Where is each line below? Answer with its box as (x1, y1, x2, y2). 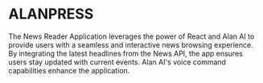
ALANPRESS (8, 5, 94, 23)
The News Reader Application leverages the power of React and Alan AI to (8, 31, 255, 41)
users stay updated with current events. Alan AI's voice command (8, 57, 227, 67)
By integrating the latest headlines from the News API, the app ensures (8, 48, 243, 58)
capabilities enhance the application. (8, 65, 130, 75)
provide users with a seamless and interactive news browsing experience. (8, 39, 253, 49)
